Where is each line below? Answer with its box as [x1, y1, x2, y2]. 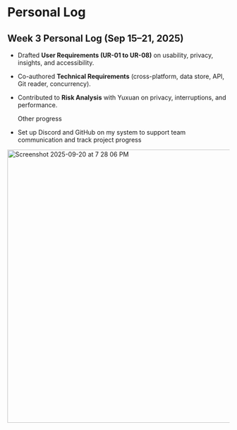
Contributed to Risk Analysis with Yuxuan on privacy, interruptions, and [17, 93, 227, 102]
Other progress [17, 114, 62, 123]
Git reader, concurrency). [17, 80, 92, 88]
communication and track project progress [17, 135, 142, 144]
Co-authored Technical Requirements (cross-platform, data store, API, [17, 72, 224, 80]
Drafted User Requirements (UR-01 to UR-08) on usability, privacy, [17, 51, 214, 59]
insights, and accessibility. [17, 59, 95, 67]
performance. [17, 101, 58, 109]
